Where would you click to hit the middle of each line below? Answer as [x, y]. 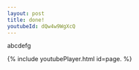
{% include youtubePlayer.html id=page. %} [70, 59]
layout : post [26, 13]
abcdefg [19, 46]
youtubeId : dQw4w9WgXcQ [41, 26]
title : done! [26, 20]
